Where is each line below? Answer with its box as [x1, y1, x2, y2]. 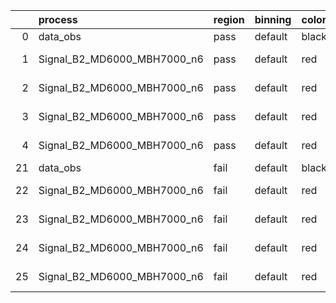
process [38, 13, 78, 26]
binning [254, 13, 292, 26]
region [213, 13, 245, 26]
